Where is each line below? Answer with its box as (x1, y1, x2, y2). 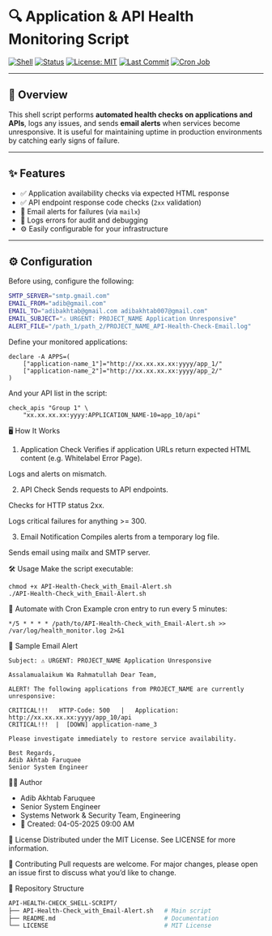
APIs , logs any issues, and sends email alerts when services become (8, 118, 240, 127)
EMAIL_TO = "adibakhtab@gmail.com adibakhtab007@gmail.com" (8, 307, 208, 316)
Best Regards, (8, 748, 57, 757)
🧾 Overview (8, 88, 68, 102)
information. (8, 843, 49, 853)
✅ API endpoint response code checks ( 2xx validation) (19, 197, 202, 207)
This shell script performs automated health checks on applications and (8, 110, 253, 119)
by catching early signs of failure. (8, 136, 120, 145)
